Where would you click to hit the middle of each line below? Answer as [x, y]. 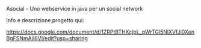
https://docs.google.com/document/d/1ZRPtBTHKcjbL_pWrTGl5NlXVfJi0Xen [100, 32]
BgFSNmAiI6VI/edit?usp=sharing [47, 38]
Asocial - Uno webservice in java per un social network [75, 9]
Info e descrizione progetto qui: [45, 20]
